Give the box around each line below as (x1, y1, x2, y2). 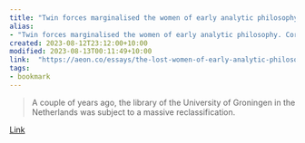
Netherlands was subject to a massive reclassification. (31, 106, 236, 118)
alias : (9, 22, 34, 31)
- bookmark (9, 72, 51, 81)
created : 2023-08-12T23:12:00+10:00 (9, 38, 148, 48)
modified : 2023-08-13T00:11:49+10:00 (9, 47, 152, 56)
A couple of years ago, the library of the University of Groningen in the (31, 97, 296, 108)
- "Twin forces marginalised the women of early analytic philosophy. (9, 30, 282, 39)
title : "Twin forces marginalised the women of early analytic (9, 13, 254, 23)
